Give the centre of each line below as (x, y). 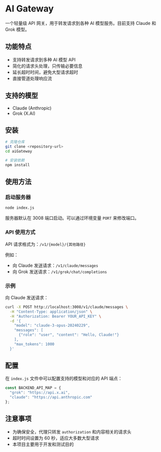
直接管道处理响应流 (32, 78)
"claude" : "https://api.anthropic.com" (51, 398)
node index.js (20, 208)
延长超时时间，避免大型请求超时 (45, 72)
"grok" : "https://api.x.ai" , (40, 393)
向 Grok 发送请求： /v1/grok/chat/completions (60, 271)
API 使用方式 (20, 232)
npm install (17, 165)
